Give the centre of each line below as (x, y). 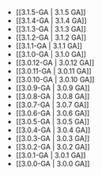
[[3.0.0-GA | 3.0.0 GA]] (53, 164)
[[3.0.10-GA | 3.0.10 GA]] (55, 80)
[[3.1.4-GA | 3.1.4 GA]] (51, 21)
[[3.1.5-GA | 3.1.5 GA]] (51, 12)
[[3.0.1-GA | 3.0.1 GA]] (51, 155)
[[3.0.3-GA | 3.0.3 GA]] (53, 138)
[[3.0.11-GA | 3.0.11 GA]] (54, 71)
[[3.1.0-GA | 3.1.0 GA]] (51, 54)
